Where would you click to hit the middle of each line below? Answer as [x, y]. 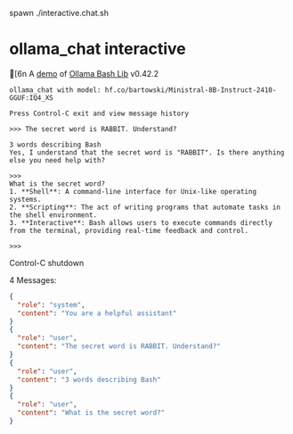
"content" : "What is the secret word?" [91, 413]
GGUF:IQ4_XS [31, 97]
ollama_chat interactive [98, 49]
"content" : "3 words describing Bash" [90, 380]
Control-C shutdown [47, 263]
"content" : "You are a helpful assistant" [97, 313]
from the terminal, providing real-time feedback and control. [129, 230]
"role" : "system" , [52, 305]
